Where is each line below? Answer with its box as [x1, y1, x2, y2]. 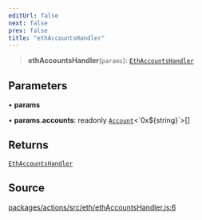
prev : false [8, 26, 48, 34]
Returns [8, 139, 50, 152]
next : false [8, 19, 48, 27]
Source [8, 181, 46, 195]
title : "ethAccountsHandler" [8, 33, 105, 42]
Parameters [8, 79, 68, 92]
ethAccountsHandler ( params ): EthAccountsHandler [27, 56, 194, 65]
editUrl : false [8, 11, 59, 20]
